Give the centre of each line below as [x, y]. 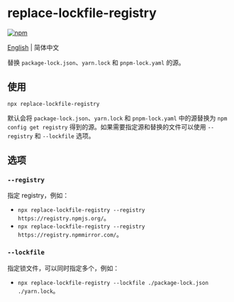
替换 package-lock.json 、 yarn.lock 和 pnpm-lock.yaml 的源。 [96, 63]
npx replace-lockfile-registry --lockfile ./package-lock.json [113, 283]
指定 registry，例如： [38, 195]
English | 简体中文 [33, 47]
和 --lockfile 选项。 [65, 136]
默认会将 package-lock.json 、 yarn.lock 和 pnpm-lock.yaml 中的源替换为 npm [117, 118]
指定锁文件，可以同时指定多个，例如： [63, 268]
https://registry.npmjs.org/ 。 [64, 218]
